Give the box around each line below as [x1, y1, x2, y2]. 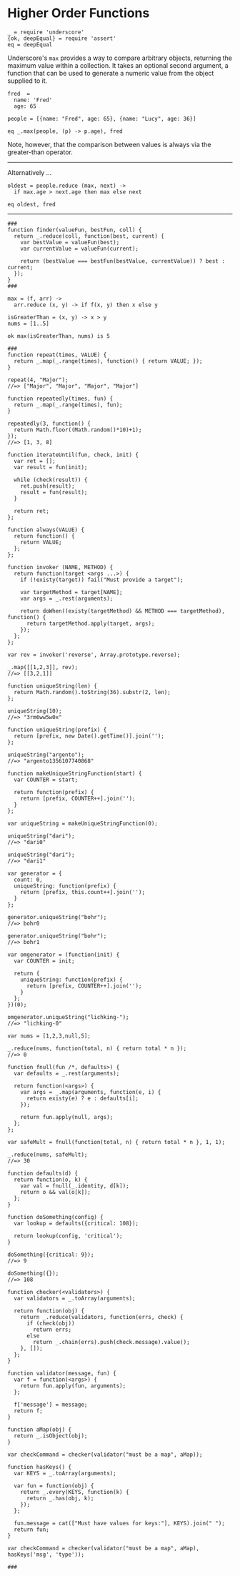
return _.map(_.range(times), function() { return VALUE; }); [14, 357, 203, 365]
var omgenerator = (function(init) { [7, 951, 120, 958]
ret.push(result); [20, 482, 75, 490]
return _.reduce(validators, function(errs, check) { [20, 1313, 184, 1320]
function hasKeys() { [7, 1463, 72, 1470]
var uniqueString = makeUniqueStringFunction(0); [7, 820, 159, 827]
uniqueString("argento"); [7, 751, 84, 758]
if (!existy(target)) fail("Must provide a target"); [20, 576, 184, 583]
